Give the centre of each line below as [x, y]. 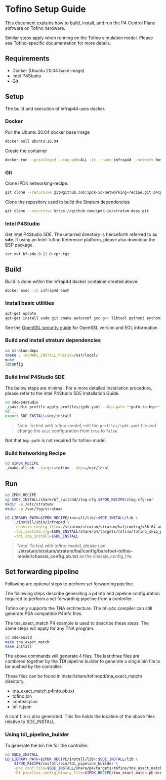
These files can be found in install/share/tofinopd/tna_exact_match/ [74, 676]
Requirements [27, 59]
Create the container [26, 151]
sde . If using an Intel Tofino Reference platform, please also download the [80, 239]
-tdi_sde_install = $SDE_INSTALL [46, 536]
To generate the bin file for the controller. [47, 745]
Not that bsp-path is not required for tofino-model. [56, 441]
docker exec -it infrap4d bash [37, 290]
